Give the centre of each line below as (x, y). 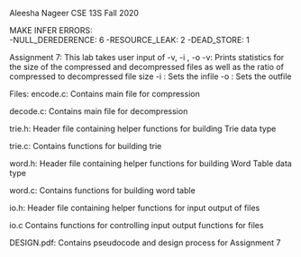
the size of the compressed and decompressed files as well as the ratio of (146, 67)
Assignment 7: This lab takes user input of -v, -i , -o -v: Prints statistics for (147, 57)
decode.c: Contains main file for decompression (99, 111)
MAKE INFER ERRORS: (51, 30)
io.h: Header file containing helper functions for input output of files (135, 208)
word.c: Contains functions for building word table (102, 191)
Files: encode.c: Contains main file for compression (105, 94)
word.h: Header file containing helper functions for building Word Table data (151, 164)
